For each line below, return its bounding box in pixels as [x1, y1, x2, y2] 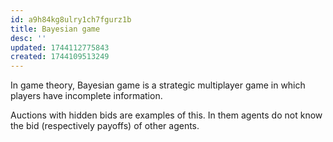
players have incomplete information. [10, 90, 163, 102]
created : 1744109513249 [10, 52, 110, 62]
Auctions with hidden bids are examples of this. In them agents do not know [10, 109, 323, 121]
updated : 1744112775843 [10, 42, 110, 53]
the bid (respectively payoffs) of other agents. [10, 120, 200, 132]
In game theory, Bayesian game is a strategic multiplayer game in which [10, 79, 306, 91]
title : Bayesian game [10, 24, 101, 34]
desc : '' [10, 33, 47, 43]
